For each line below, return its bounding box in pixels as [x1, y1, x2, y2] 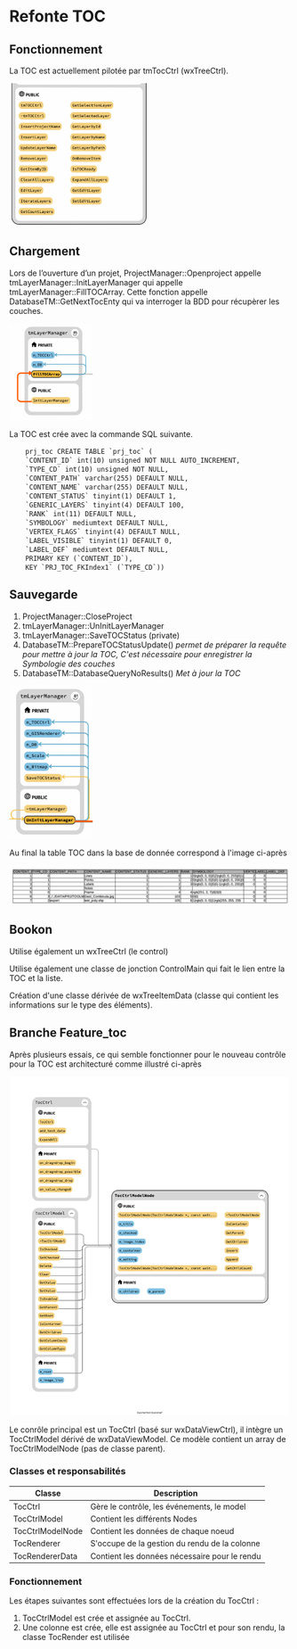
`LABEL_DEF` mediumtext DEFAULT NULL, [25, 545, 169, 554]
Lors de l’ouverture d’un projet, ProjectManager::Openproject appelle [9, 268, 262, 278]
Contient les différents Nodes [90, 1513, 197, 1524]
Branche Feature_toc [9, 1026, 127, 1041]
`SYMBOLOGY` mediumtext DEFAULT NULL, [25, 518, 169, 527]
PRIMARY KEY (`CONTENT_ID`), [25, 554, 133, 563]
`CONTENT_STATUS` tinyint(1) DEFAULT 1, [25, 491, 177, 500]
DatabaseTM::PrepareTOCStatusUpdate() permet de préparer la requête [21, 639, 287, 650]
